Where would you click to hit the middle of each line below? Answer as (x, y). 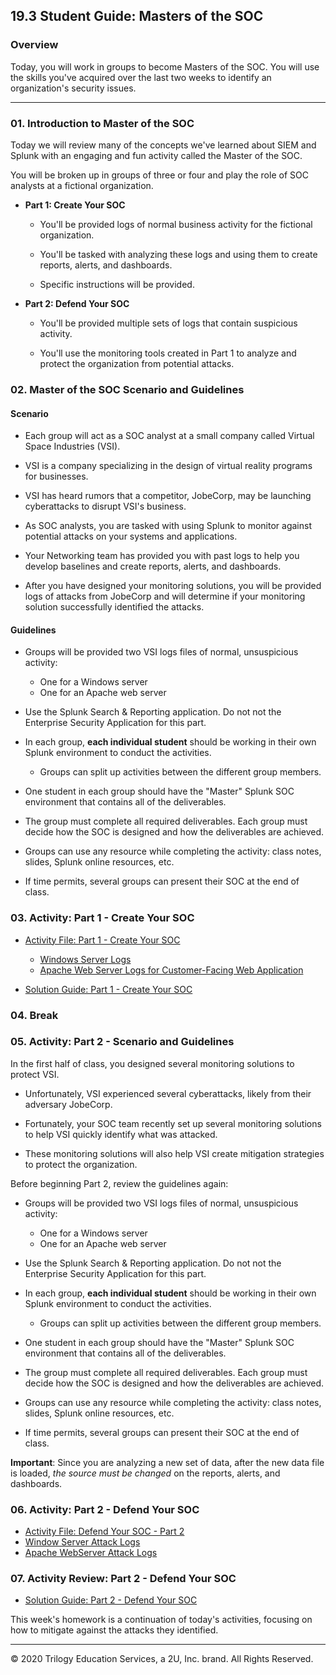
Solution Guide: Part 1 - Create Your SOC (108, 989)
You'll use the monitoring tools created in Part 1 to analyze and (168, 353)
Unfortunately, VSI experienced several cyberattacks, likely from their (168, 1093)
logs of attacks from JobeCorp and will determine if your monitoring (165, 596)
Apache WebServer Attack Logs (91, 1553)
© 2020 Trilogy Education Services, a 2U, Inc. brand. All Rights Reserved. (162, 1659)
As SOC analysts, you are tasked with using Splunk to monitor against (168, 526)
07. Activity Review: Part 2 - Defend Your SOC (123, 1579)
